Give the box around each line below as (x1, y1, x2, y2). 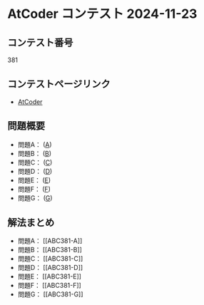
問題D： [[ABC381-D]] (17, 264, 83, 272)
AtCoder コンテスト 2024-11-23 (7, 6, 198, 22)
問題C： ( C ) (17, 157, 53, 167)
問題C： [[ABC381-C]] (17, 254, 83, 263)
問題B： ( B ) (17, 149, 52, 157)
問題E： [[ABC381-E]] (17, 272, 82, 281)
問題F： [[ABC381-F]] (17, 281, 82, 290)
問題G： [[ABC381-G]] (17, 290, 83, 299)
